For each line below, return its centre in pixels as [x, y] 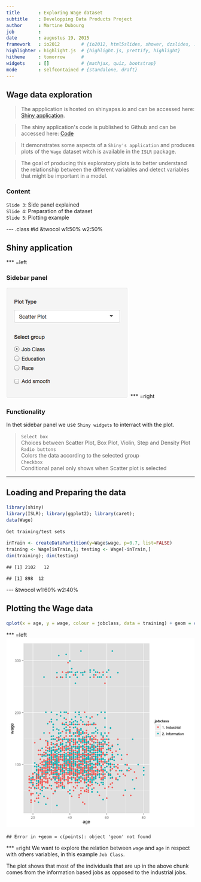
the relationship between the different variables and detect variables [105, 170]
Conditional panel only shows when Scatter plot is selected [94, 468]
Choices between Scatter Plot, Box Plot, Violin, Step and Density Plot [106, 443]
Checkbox [32, 462]
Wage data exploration [49, 95]
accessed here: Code [47, 134]
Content [19, 192]
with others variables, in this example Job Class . [66, 854]
